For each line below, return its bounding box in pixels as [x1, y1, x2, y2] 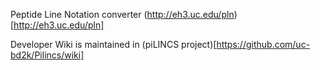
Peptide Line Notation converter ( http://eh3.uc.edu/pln [10, 9, 235, 20]
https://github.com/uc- [216, 39, 311, 50]
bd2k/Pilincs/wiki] [10, 49, 85, 61]
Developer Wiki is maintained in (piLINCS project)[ [10, 39, 217, 50]
